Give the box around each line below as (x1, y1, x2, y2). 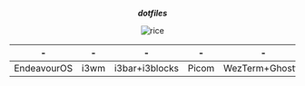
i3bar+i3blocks (113, 62, 180, 74)
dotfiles (137, 8, 168, 18)
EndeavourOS (14, 62, 74, 74)
